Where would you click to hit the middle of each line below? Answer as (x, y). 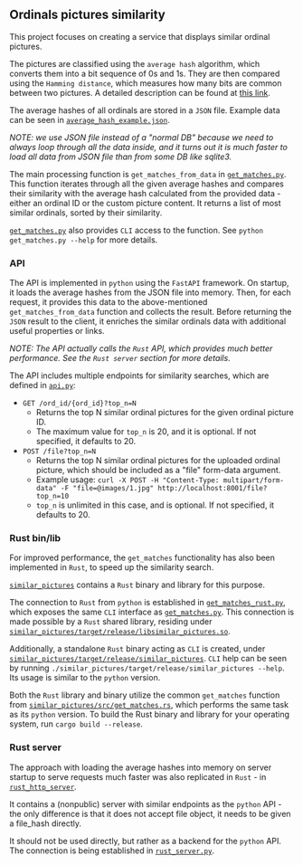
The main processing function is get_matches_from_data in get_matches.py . (148, 174)
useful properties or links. (57, 331)
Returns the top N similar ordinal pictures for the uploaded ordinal (158, 461)
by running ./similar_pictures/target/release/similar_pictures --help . (147, 668)
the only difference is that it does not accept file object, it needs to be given (150, 813)
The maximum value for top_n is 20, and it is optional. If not (146, 432)
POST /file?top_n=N (59, 452)
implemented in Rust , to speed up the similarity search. (112, 567)
